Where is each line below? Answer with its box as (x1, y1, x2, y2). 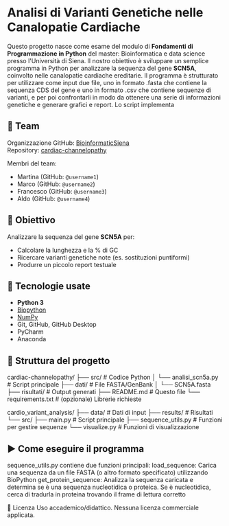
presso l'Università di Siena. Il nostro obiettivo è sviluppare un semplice (7, 56, 209, 65)
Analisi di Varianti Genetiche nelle (7, 5, 204, 21)
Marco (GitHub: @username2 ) (16, 180, 96, 188)
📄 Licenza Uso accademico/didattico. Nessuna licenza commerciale (7, 503, 200, 512)
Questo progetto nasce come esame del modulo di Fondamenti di (7, 42, 193, 50)
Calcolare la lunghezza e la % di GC (16, 246, 119, 254)
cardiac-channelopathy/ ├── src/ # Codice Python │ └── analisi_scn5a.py (7, 373, 219, 382)
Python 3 (16, 299, 45, 307)
